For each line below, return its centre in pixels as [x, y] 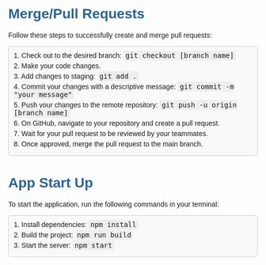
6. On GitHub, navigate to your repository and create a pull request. [117, 123]
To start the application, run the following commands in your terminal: [114, 204]
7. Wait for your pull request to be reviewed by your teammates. [111, 133]
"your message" [43, 94]
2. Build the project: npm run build [73, 235]
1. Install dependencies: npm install [75, 224]
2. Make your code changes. [57, 66]
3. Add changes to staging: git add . [75, 76]
